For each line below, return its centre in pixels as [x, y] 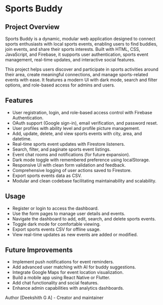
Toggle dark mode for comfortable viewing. [56, 224]
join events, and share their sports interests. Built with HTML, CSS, [73, 49]
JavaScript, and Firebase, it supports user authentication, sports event [77, 54]
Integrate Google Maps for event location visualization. [68, 272]
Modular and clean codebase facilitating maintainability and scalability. [84, 180]
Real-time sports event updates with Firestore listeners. [68, 144]
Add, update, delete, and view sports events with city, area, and [77, 133]
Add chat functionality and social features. [55, 283]
